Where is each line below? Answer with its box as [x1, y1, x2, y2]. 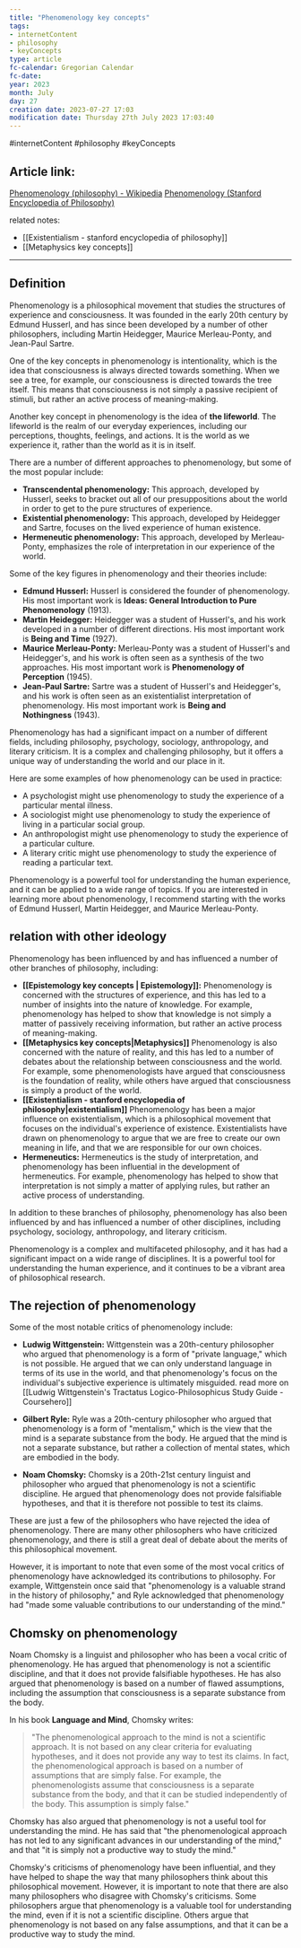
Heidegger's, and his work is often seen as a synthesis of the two [21, 652, 264, 662]
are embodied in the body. [21, 1452, 120, 1463]
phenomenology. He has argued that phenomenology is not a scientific [9, 1659, 271, 1670]
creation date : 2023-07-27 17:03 [9, 105, 134, 114]
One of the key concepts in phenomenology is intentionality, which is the [9, 355, 278, 366]
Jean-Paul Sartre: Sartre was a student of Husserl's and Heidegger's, [21, 680, 281, 691]
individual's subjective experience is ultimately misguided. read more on [21, 1377, 289, 1388]
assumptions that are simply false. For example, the [30, 1770, 222, 1781]
